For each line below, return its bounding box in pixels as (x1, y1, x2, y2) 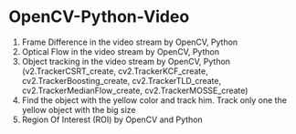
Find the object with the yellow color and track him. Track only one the (21, 94, 287, 106)
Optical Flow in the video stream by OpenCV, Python (21, 46, 220, 57)
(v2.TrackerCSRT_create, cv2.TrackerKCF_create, (21, 66, 208, 77)
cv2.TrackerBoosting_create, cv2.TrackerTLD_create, (21, 75, 222, 86)
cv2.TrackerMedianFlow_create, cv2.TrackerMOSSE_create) (21, 85, 248, 96)
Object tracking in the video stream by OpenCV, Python (21, 56, 230, 67)
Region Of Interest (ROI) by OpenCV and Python (21, 114, 203, 125)
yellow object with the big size (21, 104, 136, 115)
